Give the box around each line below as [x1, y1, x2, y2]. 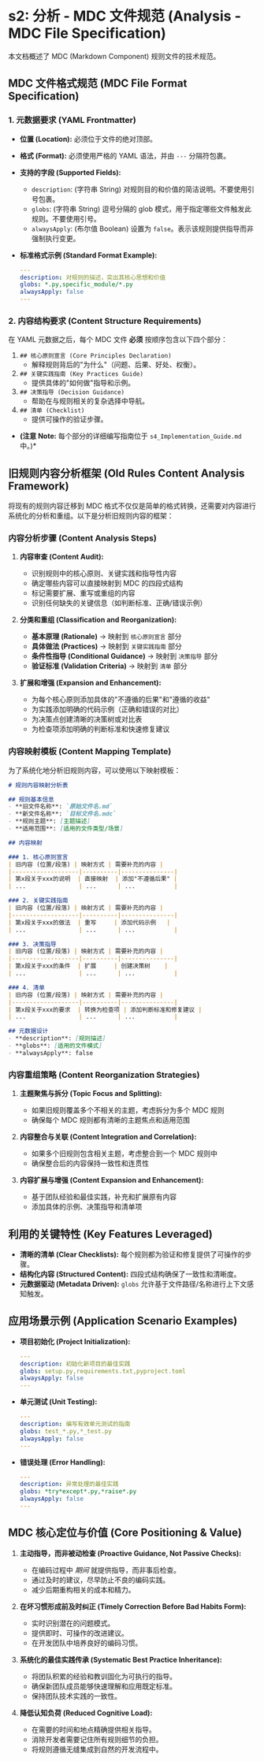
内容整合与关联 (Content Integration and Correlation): [19, 1132, 197, 1142]
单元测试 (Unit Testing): [19, 1397, 98, 1406]
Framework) [8, 479, 69, 492]
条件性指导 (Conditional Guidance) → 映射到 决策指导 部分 [31, 652, 218, 661]
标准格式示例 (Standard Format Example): [19, 250, 158, 260]
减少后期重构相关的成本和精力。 [31, 1585, 136, 1594]
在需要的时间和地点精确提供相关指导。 [31, 1725, 156, 1734]
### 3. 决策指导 [8, 940, 57, 948]
